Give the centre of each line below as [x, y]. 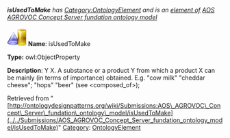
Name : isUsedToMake [59, 44]
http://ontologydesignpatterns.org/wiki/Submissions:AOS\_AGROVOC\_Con [115, 105]
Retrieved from [28, 98]
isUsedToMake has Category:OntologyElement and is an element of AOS [111, 10]
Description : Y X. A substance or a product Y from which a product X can [111, 70]
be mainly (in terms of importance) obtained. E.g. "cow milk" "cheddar [106, 78]
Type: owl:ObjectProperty [44, 57]
